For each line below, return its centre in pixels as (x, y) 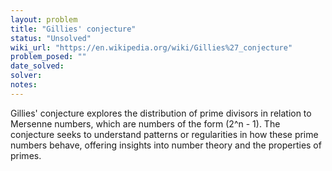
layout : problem (44, 19)
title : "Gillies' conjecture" (73, 29)
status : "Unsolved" (51, 38)
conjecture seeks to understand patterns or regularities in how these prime (164, 134)
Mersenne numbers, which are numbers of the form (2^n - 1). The (145, 123)
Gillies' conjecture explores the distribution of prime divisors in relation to (161, 113)
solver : (26, 76)
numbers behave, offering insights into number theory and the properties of (166, 145)
